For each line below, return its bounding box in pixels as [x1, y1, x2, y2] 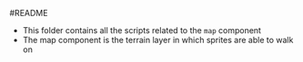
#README [9, 8, 48, 18]
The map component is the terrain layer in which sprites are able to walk [22, 35, 294, 45]
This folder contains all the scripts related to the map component [22, 25, 262, 35]
